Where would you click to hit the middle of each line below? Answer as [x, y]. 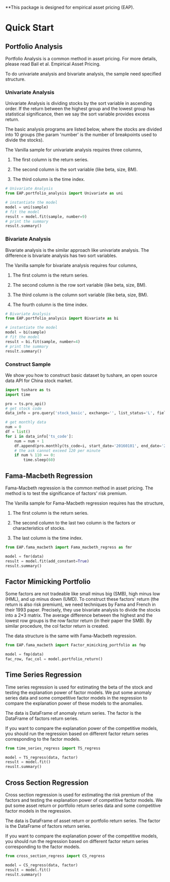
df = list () [18, 432]
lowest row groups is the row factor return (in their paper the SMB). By [79, 621]
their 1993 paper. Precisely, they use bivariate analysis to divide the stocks [83, 610]
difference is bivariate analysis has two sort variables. [61, 255]
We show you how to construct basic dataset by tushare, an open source [81, 375]
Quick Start [30, 28]
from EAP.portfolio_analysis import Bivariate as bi [62, 319]
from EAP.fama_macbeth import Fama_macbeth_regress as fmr [69, 547]
